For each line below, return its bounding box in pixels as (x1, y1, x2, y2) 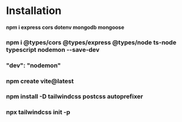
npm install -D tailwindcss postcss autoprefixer (6, 92, 143, 100)
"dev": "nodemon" (6, 61, 61, 69)
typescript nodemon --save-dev (6, 46, 100, 54)
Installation (6, 4, 62, 18)
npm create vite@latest (6, 77, 74, 85)
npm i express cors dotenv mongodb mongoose (6, 23, 124, 30)
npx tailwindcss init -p (6, 108, 71, 116)
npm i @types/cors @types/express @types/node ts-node (6, 38, 177, 46)
